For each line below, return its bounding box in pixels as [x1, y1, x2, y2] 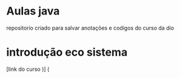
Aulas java [6, 4, 60, 18]
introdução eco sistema [6, 45, 128, 59]
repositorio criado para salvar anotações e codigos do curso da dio [6, 24, 175, 31]
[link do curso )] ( [6, 65, 50, 73]
